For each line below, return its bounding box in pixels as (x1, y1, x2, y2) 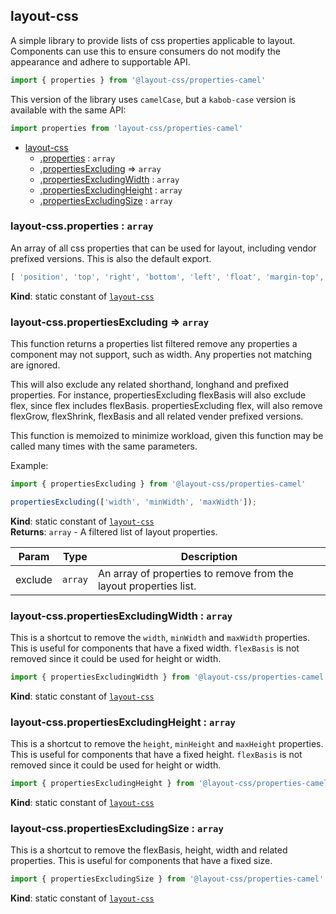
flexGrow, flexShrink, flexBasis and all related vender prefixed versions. (10, 410, 304, 423)
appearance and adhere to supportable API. (10, 55, 191, 68)
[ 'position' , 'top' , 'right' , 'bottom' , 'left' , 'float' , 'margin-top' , (10, 272, 325, 282)
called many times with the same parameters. (10, 440, 198, 453)
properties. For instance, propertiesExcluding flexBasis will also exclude (10, 389, 307, 401)
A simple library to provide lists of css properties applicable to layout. (10, 34, 296, 46)
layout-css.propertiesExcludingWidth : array (10, 609, 233, 623)
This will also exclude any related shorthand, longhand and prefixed (10, 379, 290, 391)
